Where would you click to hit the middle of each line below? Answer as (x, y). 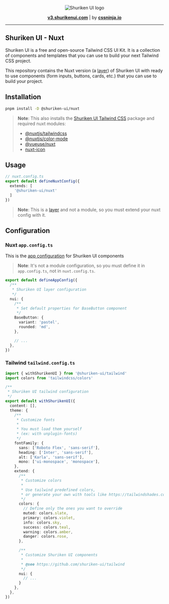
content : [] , (23, 406)
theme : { (19, 410)
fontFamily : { (29, 443)
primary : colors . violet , (49, 518)
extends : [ (21, 186)
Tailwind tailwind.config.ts (40, 363)
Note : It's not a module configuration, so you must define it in (81, 266)
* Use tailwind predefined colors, (58, 490)
